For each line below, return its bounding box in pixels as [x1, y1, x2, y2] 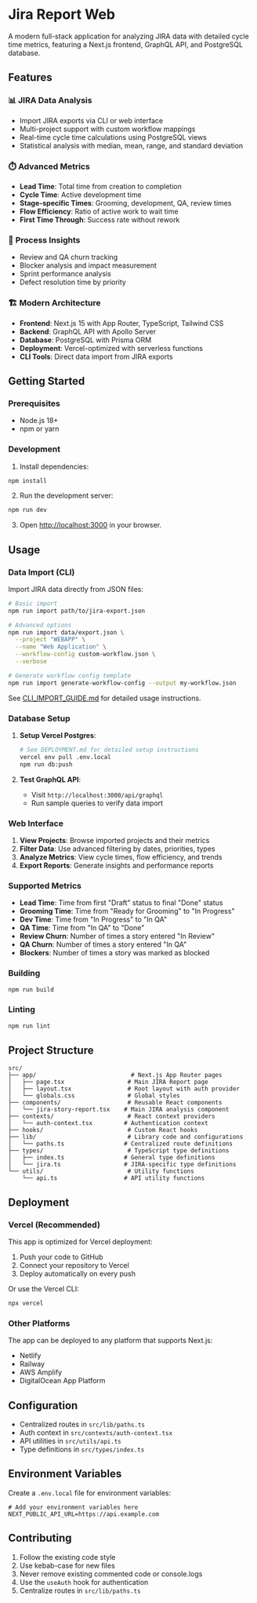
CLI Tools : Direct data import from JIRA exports [19, 352, 174, 361]
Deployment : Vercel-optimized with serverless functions [19, 343, 204, 352]
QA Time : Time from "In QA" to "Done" [19, 923, 145, 933]
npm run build [8, 985, 55, 994]
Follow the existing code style [19, 1552, 116, 1561]
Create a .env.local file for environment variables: [8, 1488, 172, 1497]
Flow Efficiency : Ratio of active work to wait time [19, 206, 179, 216]
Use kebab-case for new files [19, 1561, 115, 1570]
